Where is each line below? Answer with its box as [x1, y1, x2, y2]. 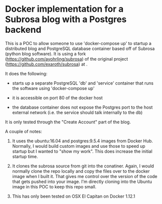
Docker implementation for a [5, 3, 124, 15]
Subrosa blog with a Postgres [5, 14, 127, 25]
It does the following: [5, 70, 47, 76]
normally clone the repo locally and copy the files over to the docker [12, 168, 150, 174]
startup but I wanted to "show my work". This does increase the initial [12, 148, 153, 154]
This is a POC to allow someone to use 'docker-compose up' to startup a [5, 40, 152, 46]
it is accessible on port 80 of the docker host [12, 94, 103, 101]
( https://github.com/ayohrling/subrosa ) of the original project [5, 56, 128, 62]
